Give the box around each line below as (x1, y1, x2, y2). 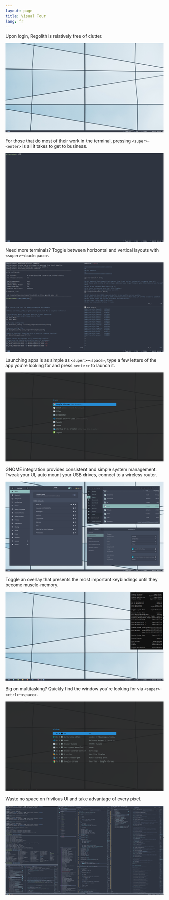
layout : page (5, 8, 33, 13)
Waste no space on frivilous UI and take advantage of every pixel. (5, 796, 142, 802)
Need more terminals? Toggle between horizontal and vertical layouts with (5, 247, 159, 253)
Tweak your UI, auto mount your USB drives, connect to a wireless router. (5, 472, 157, 478)
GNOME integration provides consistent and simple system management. (5, 466, 157, 473)
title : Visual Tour (5, 13, 46, 19)
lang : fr (5, 19, 24, 24)
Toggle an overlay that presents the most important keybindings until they (5, 576, 158, 582)
